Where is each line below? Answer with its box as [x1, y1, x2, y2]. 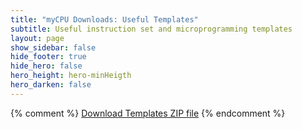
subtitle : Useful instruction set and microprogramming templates [10, 24, 293, 34]
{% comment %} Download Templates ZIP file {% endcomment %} [10, 107, 286, 119]
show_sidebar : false [10, 42, 97, 53]
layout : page [10, 33, 65, 43]
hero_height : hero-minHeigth [10, 71, 132, 81]
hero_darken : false [10, 80, 92, 90]
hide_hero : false [10, 61, 83, 71]
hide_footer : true [10, 52, 87, 62]
